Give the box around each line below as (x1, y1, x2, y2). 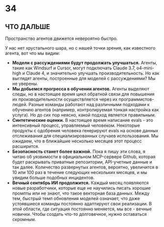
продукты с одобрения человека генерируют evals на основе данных (12, 128, 159, 133)
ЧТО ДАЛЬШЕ (5, 23, 50, 31)
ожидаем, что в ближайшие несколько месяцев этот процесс (12, 138, 142, 144)
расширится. (12, 143, 40, 149)
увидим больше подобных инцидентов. (12, 175, 95, 180)
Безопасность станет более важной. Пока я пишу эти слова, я (12, 148, 146, 154)
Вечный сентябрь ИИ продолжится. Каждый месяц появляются (12, 180, 149, 186)
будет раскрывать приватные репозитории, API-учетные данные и (12, 159, 153, 165)
